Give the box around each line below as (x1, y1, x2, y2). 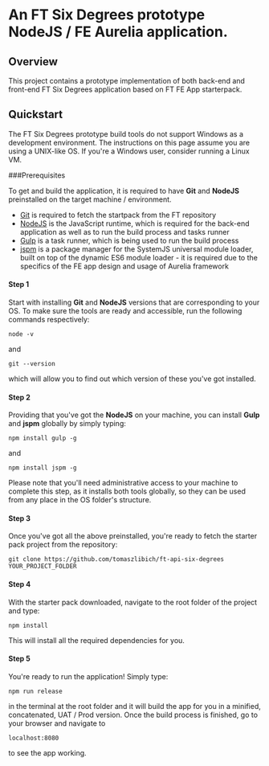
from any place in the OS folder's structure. (8, 495, 152, 505)
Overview (8, 55, 59, 68)
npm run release (8, 687, 63, 695)
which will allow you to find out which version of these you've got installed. (8, 374, 257, 383)
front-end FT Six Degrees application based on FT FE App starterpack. (8, 84, 243, 94)
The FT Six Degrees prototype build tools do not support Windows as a (8, 129, 243, 138)
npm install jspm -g (8, 464, 78, 472)
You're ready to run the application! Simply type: (8, 671, 169, 681)
